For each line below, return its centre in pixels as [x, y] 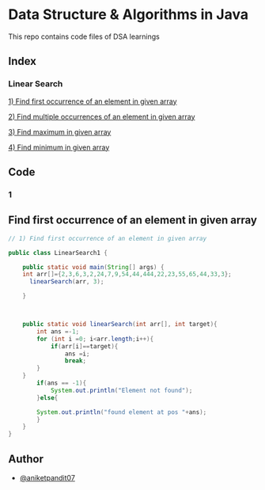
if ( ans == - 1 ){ [62, 383]
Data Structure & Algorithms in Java [129, 15]
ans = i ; [77, 354]
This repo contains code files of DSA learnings [84, 36]
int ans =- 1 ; [58, 331]
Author [26, 459]
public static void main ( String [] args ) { [93, 267]
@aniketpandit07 [47, 477]
